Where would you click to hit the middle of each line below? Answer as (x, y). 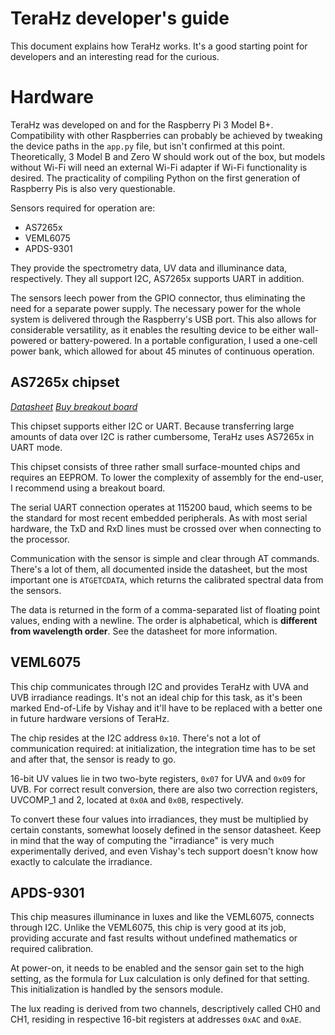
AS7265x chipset (65, 382)
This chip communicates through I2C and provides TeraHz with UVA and (159, 686)
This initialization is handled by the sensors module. (116, 989)
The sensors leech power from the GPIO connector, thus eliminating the (158, 298)
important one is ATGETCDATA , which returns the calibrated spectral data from (167, 579)
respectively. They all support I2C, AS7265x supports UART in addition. (157, 278)
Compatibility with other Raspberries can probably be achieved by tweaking (166, 135)
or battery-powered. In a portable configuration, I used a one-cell (183, 340)
